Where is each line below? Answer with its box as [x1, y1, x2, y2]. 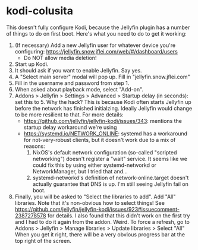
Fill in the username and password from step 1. [14, 79, 130, 87]
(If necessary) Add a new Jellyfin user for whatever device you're [14, 42, 176, 49]
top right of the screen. [14, 237, 71, 244]
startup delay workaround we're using [23, 124, 117, 131]
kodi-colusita [6, 4, 73, 18]
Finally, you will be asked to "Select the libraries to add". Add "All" [14, 193, 176, 200]
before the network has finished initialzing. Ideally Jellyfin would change [14, 105, 192, 112]
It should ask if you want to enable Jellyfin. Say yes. [14, 67, 142, 74]
